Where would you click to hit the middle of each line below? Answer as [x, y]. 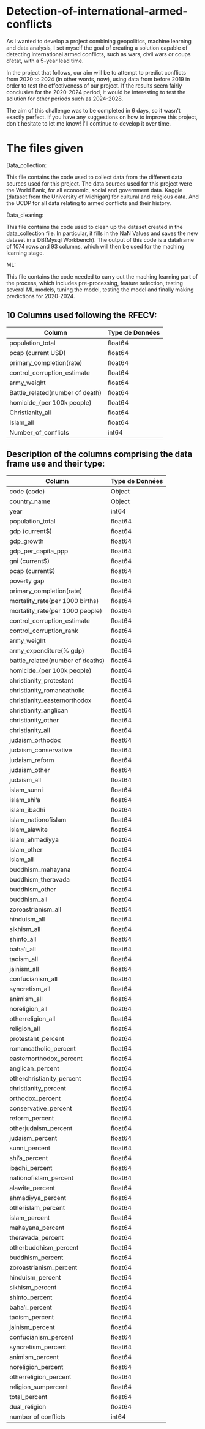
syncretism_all [30, 989]
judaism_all [25, 780]
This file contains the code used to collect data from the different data [95, 177]
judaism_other [30, 770]
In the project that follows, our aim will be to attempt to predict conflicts [96, 72]
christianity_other [34, 720]
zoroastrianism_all [35, 909]
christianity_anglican [39, 710]
